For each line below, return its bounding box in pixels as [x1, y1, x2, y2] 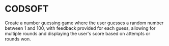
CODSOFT [5, 3, 49, 15]
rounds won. [5, 36, 31, 42]
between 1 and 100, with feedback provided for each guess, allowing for [5, 25, 156, 31]
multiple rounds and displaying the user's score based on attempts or [5, 30, 151, 36]
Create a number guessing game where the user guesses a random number [5, 20, 164, 26]
